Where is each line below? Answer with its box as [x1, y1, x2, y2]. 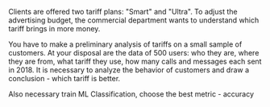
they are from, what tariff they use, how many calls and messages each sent [8, 56, 262, 66]
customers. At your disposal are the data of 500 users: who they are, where [8, 48, 260, 57]
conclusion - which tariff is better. [8, 74, 121, 83]
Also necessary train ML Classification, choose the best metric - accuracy [8, 89, 255, 99]
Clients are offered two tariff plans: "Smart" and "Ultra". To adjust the [8, 7, 238, 16]
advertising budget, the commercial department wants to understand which [8, 15, 260, 25]
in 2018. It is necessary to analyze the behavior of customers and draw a [8, 65, 250, 75]
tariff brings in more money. [8, 24, 101, 33]
